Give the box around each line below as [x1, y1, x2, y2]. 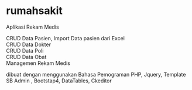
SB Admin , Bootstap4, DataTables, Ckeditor [6, 77, 112, 84]
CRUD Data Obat [6, 53, 47, 60]
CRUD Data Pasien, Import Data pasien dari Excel [6, 34, 125, 41]
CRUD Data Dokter [6, 41, 52, 48]
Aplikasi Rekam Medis [6, 23, 60, 30]
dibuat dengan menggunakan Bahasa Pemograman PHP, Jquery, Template [6, 71, 186, 78]
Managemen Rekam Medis [6, 60, 70, 67]
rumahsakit [6, 4, 63, 18]
